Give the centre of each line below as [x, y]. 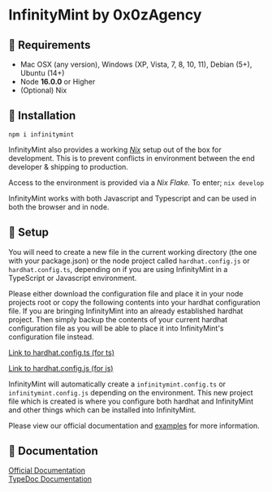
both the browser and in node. [59, 207]
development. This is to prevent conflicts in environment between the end [132, 158]
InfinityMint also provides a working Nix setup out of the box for [115, 149]
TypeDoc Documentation [50, 479]
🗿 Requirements [50, 45]
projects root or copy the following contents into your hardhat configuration [134, 302]
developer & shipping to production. [68, 166]
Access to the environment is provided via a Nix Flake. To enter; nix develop [136, 182]
